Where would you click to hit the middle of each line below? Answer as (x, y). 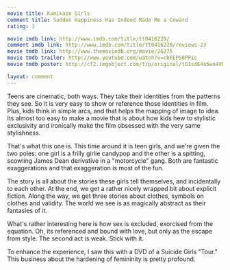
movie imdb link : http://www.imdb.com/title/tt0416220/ (88, 38)
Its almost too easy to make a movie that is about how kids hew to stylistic (112, 118)
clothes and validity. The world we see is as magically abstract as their (107, 203)
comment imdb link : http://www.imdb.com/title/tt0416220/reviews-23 (107, 45)
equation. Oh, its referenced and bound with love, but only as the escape (110, 231)
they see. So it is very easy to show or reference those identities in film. (108, 103)
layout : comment (30, 76)
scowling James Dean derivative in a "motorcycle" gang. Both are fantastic (113, 160)
